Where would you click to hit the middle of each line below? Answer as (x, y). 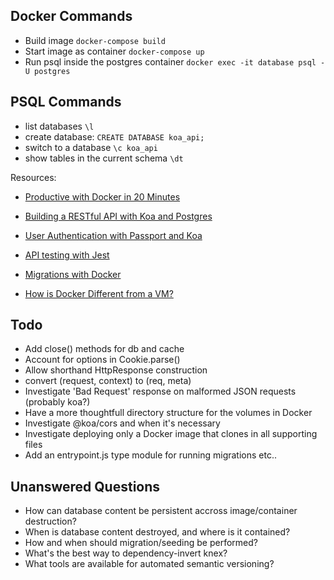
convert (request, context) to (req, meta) (108, 381)
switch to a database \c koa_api (91, 147)
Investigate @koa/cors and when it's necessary (122, 423)
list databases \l (59, 126)
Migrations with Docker (73, 274)
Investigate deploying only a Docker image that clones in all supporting (171, 434)
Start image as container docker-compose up (114, 51)
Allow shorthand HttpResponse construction (116, 370)
